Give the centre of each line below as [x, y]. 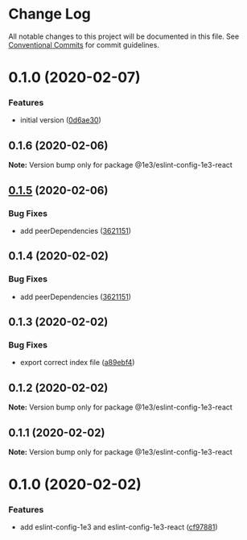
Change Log [49, 14]
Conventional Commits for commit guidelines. [84, 44]
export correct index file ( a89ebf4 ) [77, 363]
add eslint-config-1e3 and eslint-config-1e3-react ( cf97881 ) [119, 527]
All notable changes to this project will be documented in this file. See [124, 36]
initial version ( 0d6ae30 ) [61, 120]
